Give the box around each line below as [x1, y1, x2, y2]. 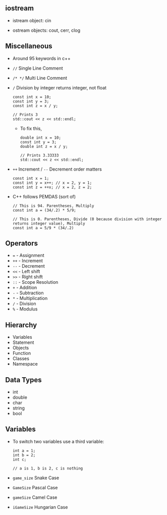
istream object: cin [12, 17, 51, 23]
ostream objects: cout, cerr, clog [12, 27, 81, 33]
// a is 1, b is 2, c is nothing [12, 466, 83, 471]
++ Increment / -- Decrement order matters [12, 166, 102, 172]
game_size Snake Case [12, 475, 60, 481]
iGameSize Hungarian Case [12, 504, 68, 510]
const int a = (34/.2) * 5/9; [12, 208, 77, 213]
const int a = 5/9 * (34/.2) [12, 225, 74, 230]
